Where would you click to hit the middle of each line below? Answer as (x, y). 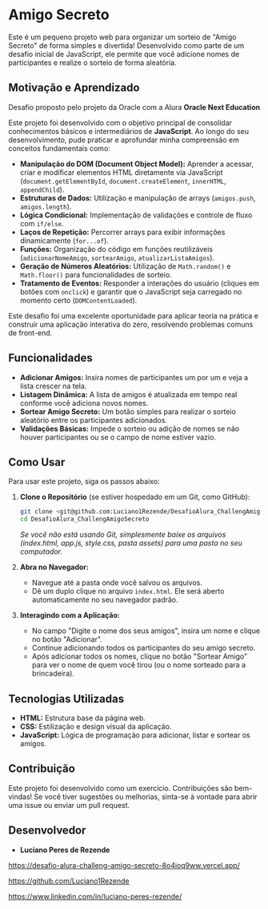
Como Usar (37, 462)
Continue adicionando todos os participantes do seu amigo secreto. (144, 648)
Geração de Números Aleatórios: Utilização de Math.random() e (125, 266)
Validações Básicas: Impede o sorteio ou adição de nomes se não (130, 428)
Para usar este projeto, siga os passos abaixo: (84, 481)
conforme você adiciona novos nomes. (84, 403)
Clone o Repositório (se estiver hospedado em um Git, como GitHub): (135, 497)
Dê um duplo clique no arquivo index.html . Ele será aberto (128, 591)
